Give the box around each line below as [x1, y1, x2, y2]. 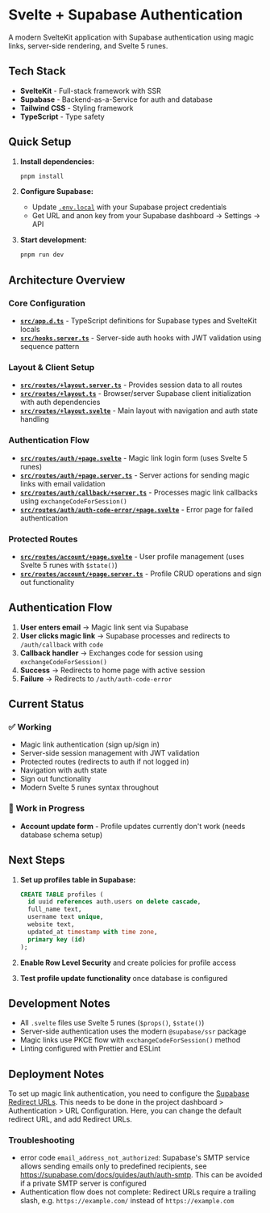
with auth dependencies [19, 398, 101, 407]
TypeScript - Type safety [19, 112, 105, 121]
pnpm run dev [19, 251, 64, 259]
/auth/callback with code [19, 639, 104, 649]
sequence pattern [19, 342, 80, 351]
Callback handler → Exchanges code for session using [19, 648, 203, 658]
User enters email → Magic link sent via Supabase [19, 622, 189, 632]
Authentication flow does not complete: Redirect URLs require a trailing [19, 1187, 256, 1197]
